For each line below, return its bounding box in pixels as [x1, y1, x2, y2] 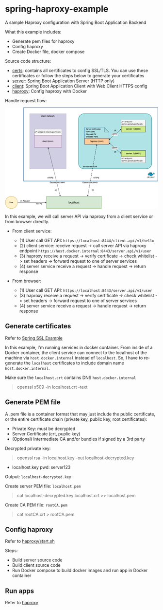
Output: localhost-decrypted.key [5, 473, 71, 480]
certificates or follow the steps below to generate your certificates [12, 72, 145, 78]
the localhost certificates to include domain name [24, 360, 125, 366]
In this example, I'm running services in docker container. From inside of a [5, 344, 153, 350]
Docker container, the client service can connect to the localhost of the [5, 349, 147, 356]
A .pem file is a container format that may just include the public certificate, [5, 411, 156, 417]
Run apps [5, 587, 34, 595]
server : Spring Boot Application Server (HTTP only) [12, 78, 115, 84]
